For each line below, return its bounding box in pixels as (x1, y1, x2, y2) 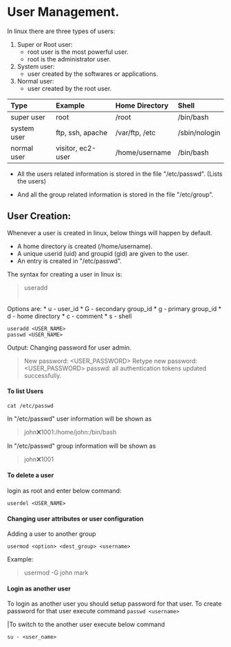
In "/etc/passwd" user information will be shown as (7, 415, 152, 423)
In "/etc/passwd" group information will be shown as (7, 441, 156, 450)
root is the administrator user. (27, 54, 111, 63)
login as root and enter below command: (7, 486, 122, 495)
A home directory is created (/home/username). (16, 242, 153, 250)
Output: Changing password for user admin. (7, 343, 132, 352)
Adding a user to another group (7, 530, 96, 538)
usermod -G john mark (23, 568, 89, 577)
